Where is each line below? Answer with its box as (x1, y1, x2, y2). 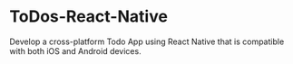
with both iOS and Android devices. (9, 45, 142, 56)
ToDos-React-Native (9, 6, 168, 27)
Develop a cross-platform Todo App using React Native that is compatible (9, 36, 285, 47)
